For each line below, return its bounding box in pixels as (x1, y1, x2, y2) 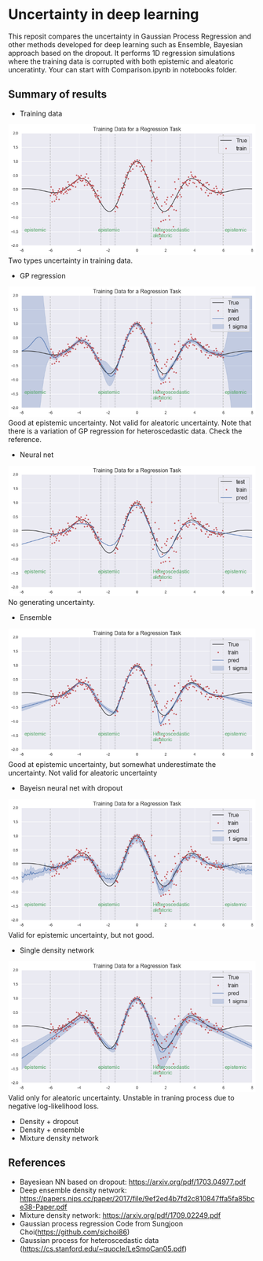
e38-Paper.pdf (19, 1202, 68, 1211)
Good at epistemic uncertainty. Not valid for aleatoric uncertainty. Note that (8, 418, 252, 428)
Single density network (19, 946, 94, 955)
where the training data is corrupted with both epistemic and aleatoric (8, 57, 234, 66)
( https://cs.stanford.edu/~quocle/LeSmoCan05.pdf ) (19, 1244, 187, 1253)
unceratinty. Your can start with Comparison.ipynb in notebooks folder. (8, 65, 237, 74)
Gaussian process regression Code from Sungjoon (19, 1219, 183, 1228)
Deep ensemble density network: (19, 1185, 127, 1195)
